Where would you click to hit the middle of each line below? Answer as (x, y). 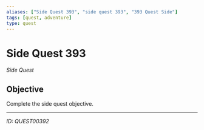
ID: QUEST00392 (28, 121)
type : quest (21, 23)
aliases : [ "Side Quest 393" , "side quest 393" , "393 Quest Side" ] (92, 12)
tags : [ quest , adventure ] (39, 18)
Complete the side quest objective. (50, 104)
